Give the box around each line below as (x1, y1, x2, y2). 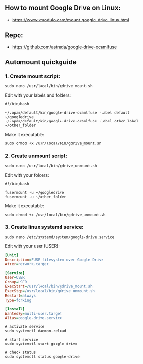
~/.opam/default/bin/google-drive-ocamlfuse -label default (5, 110, 130, 115)
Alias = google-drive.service (5, 316, 62, 321)
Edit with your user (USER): (5, 243, 60, 249)
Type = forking (5, 298, 32, 303)
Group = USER (5, 280, 27, 284)
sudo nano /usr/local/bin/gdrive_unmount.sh (5, 163, 97, 168)
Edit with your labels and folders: (5, 92, 71, 98)
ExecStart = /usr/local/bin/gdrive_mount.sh (5, 284, 93, 289)
